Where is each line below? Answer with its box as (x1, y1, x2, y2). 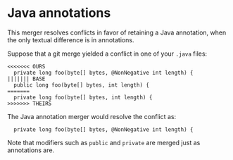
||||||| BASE (7, 75, 46, 82)
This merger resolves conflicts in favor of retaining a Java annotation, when (7, 28, 227, 37)
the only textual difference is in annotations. (7, 35, 134, 44)
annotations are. (7, 146, 55, 154)
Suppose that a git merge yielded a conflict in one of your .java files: (7, 49, 208, 58)
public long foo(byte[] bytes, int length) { (13, 81, 150, 89)
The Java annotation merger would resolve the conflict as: (7, 112, 177, 121)
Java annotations (7, 5, 111, 21)
